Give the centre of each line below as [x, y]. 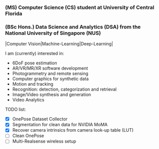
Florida [14, 13]
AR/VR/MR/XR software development [50, 68]
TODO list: [16, 109]
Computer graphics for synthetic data [50, 79]
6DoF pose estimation [35, 63]
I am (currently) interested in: [35, 53]
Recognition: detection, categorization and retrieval [64, 89]
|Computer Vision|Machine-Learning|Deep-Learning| [59, 44]
